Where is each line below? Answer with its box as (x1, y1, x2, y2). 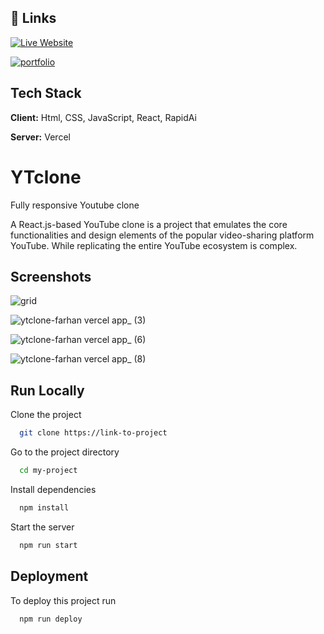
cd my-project (19, 466, 78, 476)
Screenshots (10, 268, 92, 285)
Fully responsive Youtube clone (10, 199, 140, 211)
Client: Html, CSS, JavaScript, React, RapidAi (10, 111, 197, 123)
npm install (19, 502, 70, 513)
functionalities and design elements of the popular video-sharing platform (10, 229, 315, 241)
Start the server (10, 521, 75, 533)
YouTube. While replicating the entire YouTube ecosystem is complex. (10, 239, 298, 251)
